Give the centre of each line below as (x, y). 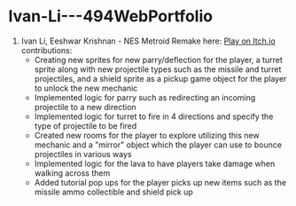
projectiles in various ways (83, 154)
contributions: (47, 50)
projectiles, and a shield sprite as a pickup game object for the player (160, 78)
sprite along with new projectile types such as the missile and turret (158, 69)
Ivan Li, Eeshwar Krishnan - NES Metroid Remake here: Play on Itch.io (148, 41)
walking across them (72, 173)
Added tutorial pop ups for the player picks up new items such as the (160, 182)
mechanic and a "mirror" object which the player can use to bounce (158, 145)
